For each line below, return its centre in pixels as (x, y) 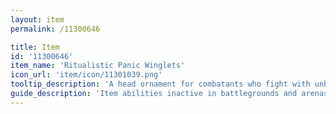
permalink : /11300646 (55, 29)
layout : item (37, 19)
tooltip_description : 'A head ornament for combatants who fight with (160, 84)
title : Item (35, 47)
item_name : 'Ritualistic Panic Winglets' (98, 66)
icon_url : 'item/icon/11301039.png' (86, 75)
